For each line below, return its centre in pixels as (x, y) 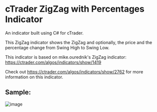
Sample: (18, 92)
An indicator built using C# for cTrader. (44, 33)
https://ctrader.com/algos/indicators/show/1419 (53, 62)
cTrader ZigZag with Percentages (75, 9)
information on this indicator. (34, 77)
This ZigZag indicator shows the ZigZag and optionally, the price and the (79, 42)
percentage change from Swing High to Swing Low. (57, 47)
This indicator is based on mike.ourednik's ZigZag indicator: (66, 57)
